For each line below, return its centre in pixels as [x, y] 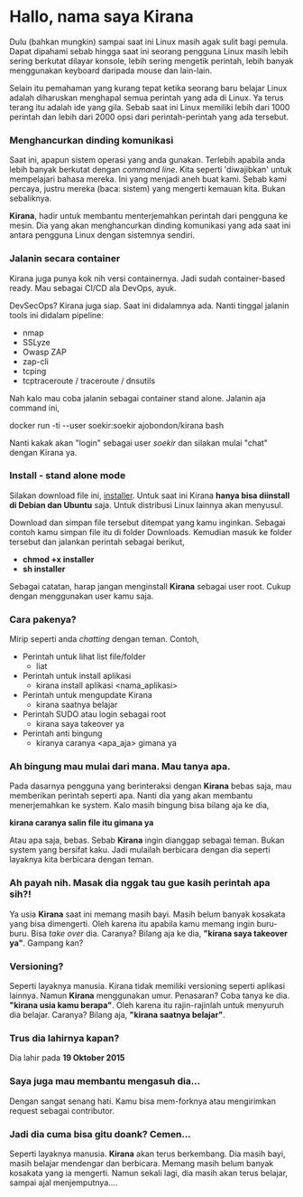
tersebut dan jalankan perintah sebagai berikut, [97, 542]
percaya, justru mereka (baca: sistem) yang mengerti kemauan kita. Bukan [147, 189]
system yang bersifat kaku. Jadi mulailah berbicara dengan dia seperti [140, 850]
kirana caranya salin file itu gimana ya [82, 823]
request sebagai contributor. [62, 1110]
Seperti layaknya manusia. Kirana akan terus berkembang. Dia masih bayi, [147, 1154]
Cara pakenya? [43, 619]
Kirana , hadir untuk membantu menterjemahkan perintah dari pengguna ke [149, 216]
